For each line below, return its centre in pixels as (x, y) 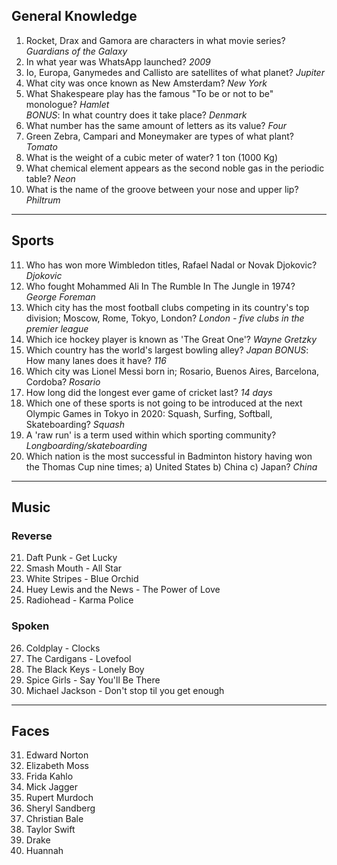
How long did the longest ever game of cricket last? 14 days (149, 392)
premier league (57, 328)
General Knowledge (74, 16)
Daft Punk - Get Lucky (71, 558)
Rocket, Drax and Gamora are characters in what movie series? (155, 40)
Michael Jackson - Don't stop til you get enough (125, 690)
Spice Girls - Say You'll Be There (93, 680)
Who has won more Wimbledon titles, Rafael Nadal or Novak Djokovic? (171, 265)
